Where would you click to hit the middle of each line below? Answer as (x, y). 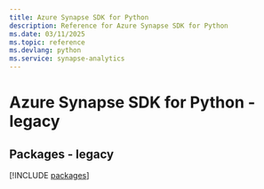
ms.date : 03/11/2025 (48, 34)
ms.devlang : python (45, 51)
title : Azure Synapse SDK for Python (79, 17)
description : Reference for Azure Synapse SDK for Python (119, 26)
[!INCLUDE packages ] (49, 175)
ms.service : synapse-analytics (67, 59)
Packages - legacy (61, 154)
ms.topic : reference (48, 42)
